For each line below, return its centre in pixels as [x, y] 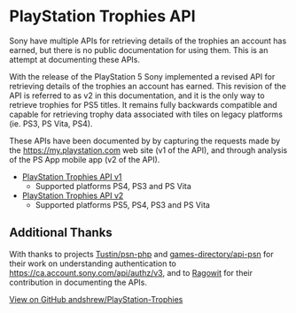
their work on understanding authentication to [93, 263]
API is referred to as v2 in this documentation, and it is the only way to [137, 95]
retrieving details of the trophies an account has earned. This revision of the [148, 86]
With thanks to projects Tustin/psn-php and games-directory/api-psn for [141, 254]
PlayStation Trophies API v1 [72, 176]
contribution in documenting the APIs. [78, 282]
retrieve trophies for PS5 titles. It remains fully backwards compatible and [143, 104]
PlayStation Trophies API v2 [73, 195]
